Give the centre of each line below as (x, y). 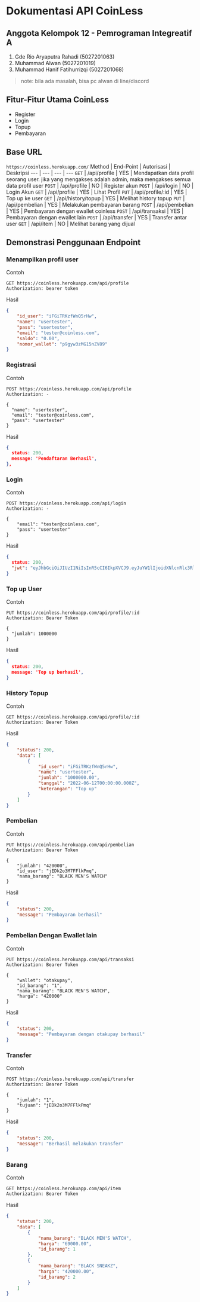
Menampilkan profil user (42, 259)
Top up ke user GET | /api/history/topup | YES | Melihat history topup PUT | (96, 198)
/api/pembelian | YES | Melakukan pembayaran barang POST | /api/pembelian (100, 204)
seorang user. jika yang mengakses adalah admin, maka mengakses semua (99, 179)
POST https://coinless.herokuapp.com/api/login (66, 503)
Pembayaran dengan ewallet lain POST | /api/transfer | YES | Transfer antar (97, 217)
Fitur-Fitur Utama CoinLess (57, 100)
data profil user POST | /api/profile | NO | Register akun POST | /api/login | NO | (100, 185)
